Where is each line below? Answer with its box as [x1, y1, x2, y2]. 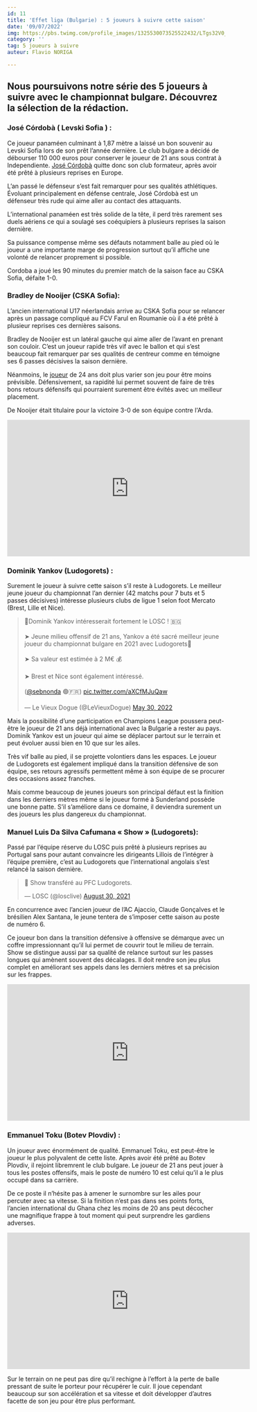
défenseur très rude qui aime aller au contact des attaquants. [7, 196, 181, 205]
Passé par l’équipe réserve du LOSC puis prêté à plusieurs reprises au [7, 843, 207, 852]
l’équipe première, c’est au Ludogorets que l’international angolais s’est [7, 858, 210, 866]
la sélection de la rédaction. [7, 102, 130, 114]
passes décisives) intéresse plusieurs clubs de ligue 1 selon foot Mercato [7, 596, 216, 605]
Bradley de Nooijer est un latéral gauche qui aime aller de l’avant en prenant [7, 334, 224, 343]
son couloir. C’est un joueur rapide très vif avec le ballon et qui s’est [7, 342, 200, 350]
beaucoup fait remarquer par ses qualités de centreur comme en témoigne [7, 350, 220, 358]
